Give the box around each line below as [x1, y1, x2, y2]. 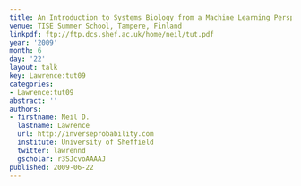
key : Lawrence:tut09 [9, 72, 87, 80]
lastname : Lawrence [17, 122, 90, 131]
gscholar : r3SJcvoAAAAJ [17, 154, 106, 164]
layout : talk [9, 63, 58, 72]
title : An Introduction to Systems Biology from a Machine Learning [9, 13, 271, 22]
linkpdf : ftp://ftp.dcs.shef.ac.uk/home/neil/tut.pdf [9, 30, 215, 38]
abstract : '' [9, 96, 58, 106]
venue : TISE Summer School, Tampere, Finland [9, 21, 182, 30]
